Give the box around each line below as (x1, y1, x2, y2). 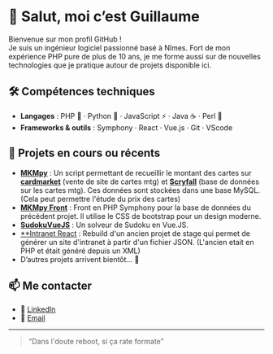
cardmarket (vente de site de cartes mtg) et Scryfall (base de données (19, 177, 260, 186)
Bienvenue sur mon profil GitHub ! (8, 34, 122, 44)
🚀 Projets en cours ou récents (8, 146, 161, 160)
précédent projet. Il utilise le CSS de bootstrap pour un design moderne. (19, 211, 262, 221)
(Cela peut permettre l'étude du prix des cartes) (19, 194, 181, 203)
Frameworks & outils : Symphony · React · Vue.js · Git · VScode (19, 122, 233, 133)
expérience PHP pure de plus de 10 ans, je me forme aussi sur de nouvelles (8, 51, 262, 61)
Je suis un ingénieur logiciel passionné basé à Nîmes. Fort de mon (8, 42, 231, 52)
